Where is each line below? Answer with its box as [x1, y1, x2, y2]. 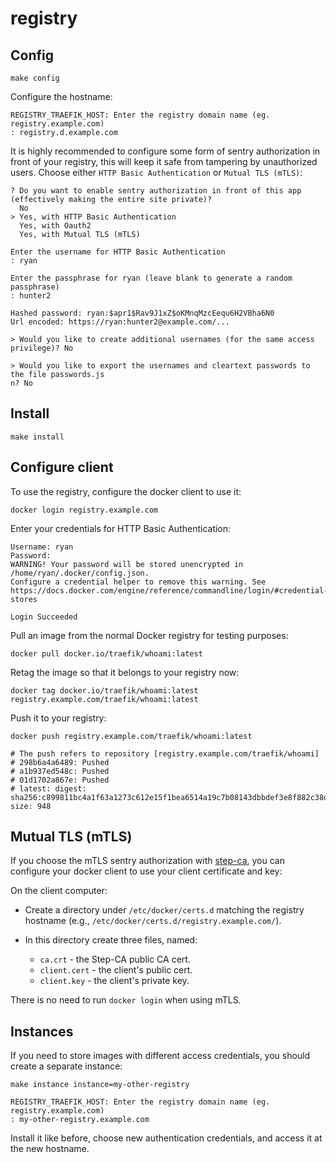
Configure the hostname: [10, 91, 113, 102]
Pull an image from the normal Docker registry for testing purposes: [10, 629, 289, 641]
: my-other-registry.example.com [10, 1115, 150, 1125]
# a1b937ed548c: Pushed [10, 766, 110, 776]
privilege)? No [10, 343, 74, 353]
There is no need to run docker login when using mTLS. [10, 994, 242, 1006]
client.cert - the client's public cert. [39, 964, 193, 976]
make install [10, 432, 65, 442]
